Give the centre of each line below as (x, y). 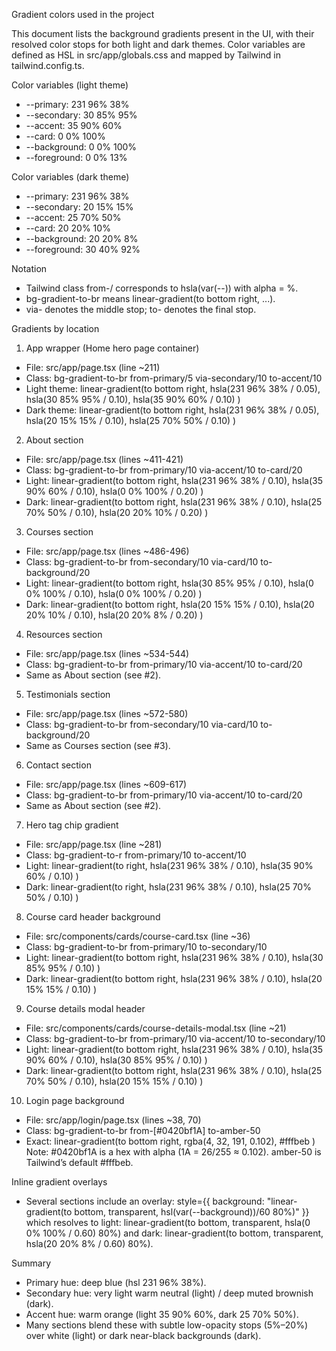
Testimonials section (68, 694)
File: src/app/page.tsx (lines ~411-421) (104, 459)
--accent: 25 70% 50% (73, 217)
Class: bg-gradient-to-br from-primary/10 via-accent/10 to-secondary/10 (175, 1038)
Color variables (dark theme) (70, 177)
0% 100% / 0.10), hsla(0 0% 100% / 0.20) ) (114, 593)
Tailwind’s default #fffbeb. (79, 1162)
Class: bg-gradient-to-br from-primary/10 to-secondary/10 (146, 947)
